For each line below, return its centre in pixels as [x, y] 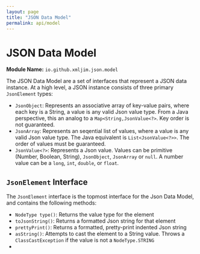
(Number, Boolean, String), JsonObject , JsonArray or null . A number [99, 156]
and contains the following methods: [52, 203]
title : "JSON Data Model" [39, 17]
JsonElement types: [30, 94]
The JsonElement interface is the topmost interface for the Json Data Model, [100, 197]
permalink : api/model [33, 23]
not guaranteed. [35, 125]
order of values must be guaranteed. [61, 144]
